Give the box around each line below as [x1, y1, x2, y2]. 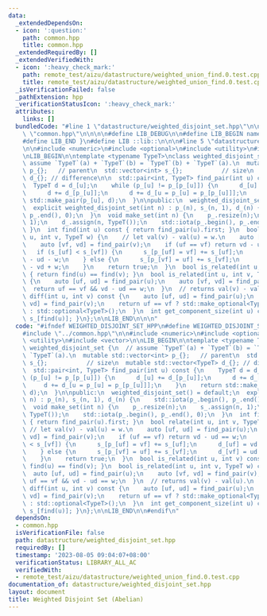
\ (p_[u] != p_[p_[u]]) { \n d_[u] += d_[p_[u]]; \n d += [22, 374, 247, 382]
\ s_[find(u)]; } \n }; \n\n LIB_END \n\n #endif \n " [22, 506, 180, 515]
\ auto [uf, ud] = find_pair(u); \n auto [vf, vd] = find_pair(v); [22, 470, 261, 478]
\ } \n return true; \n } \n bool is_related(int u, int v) [22, 455, 244, 463]
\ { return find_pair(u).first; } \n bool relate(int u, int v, [22, 418, 240, 426]
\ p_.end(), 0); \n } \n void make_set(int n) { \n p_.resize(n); [22, 211, 254, 219]
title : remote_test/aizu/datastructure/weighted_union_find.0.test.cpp [22, 78, 265, 86]
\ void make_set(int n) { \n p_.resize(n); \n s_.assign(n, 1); [22, 403, 258, 412]
